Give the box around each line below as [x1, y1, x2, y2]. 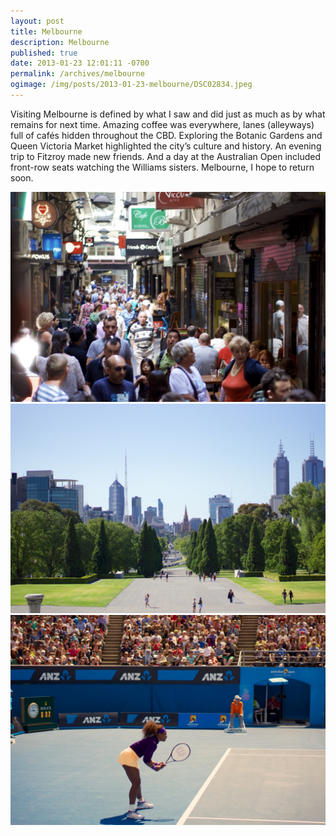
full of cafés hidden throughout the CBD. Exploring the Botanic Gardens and [10, 129, 323, 141]
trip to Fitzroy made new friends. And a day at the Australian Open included [10, 150, 322, 162]
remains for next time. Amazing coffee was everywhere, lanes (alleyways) [10, 118, 315, 130]
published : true [10, 48, 78, 58]
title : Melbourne [10, 26, 83, 37]
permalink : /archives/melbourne [10, 69, 145, 79]
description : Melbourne [10, 37, 110, 47]
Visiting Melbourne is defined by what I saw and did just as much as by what [10, 108, 326, 120]
